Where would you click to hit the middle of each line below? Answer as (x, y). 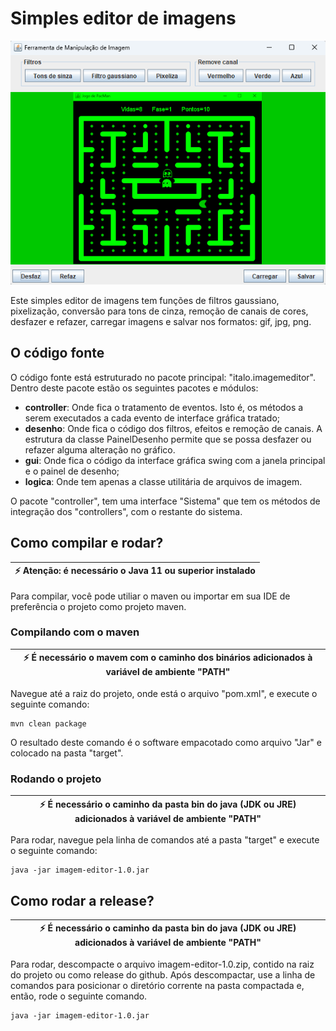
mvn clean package (48, 723)
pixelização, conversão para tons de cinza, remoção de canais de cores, (159, 311)
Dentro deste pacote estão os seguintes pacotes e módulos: (134, 388)
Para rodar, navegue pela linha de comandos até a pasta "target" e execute (165, 840)
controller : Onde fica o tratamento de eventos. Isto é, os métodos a (164, 407)
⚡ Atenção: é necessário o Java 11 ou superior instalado (135, 571)
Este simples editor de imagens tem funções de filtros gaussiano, (145, 300)
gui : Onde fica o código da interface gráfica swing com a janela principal (175, 460)
